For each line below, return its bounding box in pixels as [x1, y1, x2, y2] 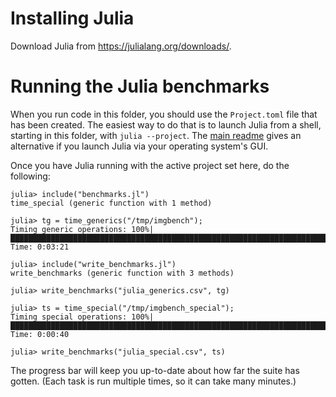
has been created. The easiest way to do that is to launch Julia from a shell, [10, 118, 322, 131]
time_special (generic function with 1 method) [10, 198, 213, 208]
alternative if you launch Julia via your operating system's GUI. [10, 140, 269, 152]
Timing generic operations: [10, 224, 128, 234]
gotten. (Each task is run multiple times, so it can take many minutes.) [10, 375, 297, 387]
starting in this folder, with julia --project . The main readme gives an [10, 129, 302, 141]
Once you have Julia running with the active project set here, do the [10, 159, 290, 171]
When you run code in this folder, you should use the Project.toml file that [10, 108, 318, 120]
